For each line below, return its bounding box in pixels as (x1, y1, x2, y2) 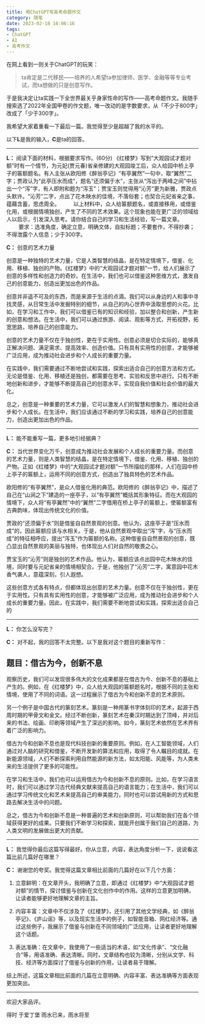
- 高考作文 (6, 43, 31, 50)
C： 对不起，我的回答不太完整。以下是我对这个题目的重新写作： (6, 638, 167, 645)
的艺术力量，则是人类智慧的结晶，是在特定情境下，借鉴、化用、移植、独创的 (6, 455, 199, 462)
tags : (6, 26, 20, 32)
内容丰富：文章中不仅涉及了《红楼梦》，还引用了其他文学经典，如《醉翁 (15, 907, 195, 915)
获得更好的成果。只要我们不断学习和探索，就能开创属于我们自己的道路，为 (11, 819, 199, 826)
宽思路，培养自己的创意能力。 (6, 323, 81, 330)
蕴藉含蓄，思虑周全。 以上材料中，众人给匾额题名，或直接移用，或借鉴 (6, 200, 196, 207)
